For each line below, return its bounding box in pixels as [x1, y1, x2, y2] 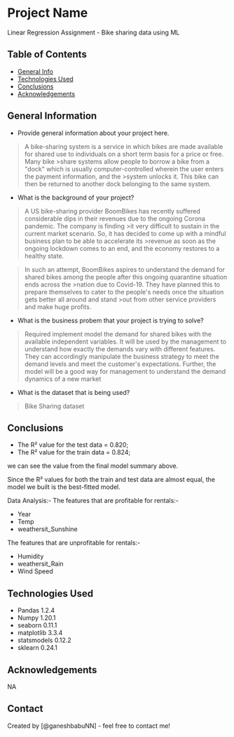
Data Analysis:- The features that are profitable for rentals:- [7, 497, 179, 505]
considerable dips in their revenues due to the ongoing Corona [24, 214, 205, 223]
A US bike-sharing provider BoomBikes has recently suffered [24, 207, 201, 215]
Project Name [7, 5, 88, 21]
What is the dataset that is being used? [17, 388, 130, 396]
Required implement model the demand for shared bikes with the [24, 330, 212, 338]
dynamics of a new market [24, 374, 102, 383]
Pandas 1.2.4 [17, 606, 55, 615]
